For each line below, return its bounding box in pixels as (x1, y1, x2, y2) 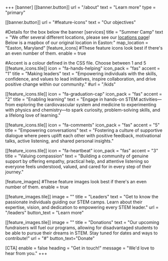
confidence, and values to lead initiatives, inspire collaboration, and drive (5, 76, 156, 82)
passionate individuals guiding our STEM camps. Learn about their (5, 199, 143, 205)
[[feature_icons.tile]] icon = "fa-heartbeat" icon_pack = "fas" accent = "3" (5, 148, 158, 153)
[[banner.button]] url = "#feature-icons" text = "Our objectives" (5, 20, 136, 25)
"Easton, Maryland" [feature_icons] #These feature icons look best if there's (5, 45, 163, 51)
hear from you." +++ (5, 250, 48, 256)
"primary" (5, 10, 26, 16)
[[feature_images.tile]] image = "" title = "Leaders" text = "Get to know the (5, 194, 159, 199)
